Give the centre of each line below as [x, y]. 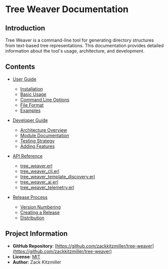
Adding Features [37, 146]
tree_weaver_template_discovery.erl [57, 176]
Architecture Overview [44, 130]
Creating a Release [40, 212]
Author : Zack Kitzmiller [37, 262]
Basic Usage [33, 94]
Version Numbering [40, 207]
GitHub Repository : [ [34, 246]
